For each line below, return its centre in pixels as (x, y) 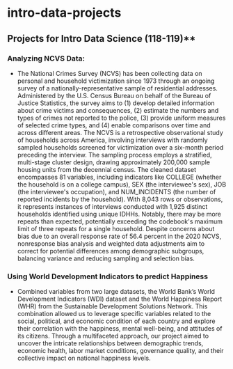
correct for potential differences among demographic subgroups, (111, 251)
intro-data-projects (64, 13)
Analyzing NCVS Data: (46, 58)
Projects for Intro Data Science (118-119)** (102, 39)
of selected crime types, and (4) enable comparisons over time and (114, 125)
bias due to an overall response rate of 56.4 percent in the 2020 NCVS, (119, 236)
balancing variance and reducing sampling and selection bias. (106, 258)
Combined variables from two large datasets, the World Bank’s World (116, 292)
